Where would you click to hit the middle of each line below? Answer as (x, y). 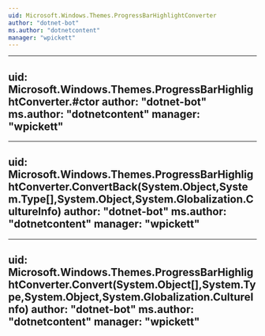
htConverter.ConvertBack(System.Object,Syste (128, 187)
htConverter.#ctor (54, 102)
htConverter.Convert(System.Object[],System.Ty (132, 285)
